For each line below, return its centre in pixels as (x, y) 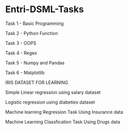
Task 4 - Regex (21, 53)
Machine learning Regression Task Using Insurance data (64, 112)
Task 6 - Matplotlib (25, 73)
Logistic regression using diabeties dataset (50, 102)
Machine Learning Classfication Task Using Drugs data (63, 122)
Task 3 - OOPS (21, 43)
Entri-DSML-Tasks (44, 9)
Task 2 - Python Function (32, 33)
